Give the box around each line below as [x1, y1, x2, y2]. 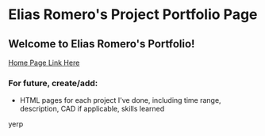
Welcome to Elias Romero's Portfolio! [8, 37, 195, 51]
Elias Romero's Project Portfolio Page [8, 6, 258, 24]
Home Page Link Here [8, 58, 80, 67]
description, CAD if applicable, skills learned [19, 104, 165, 114]
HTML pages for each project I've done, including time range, [19, 96, 221, 105]
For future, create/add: [8, 77, 98, 89]
